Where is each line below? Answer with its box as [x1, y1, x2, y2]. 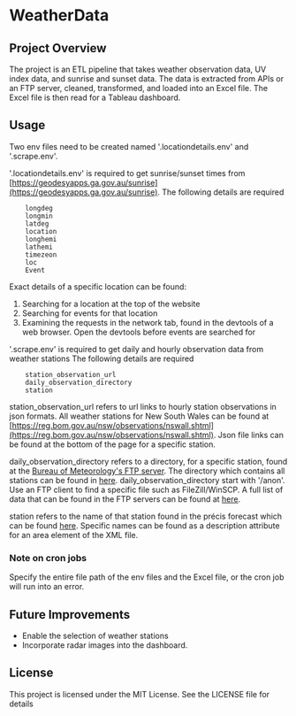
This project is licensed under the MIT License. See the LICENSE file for [9, 689, 270, 699]
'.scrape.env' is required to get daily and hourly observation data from [9, 343, 263, 354]
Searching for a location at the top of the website [21, 298, 201, 309]
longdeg [25, 204, 53, 212]
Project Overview [9, 41, 107, 56]
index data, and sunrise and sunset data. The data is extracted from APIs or [9, 73, 285, 84]
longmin [25, 212, 53, 220]
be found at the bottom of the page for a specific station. [9, 439, 216, 450]
